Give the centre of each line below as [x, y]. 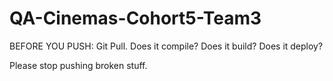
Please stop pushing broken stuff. [78, 65]
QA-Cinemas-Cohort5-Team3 [135, 18]
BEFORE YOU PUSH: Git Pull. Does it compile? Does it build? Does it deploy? [166, 46]
